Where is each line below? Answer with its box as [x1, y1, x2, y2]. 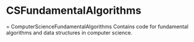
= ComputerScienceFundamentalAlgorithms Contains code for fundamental [6, 23, 189, 30]
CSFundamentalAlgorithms [6, 4, 142, 17]
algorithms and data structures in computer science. [6, 29, 133, 36]
